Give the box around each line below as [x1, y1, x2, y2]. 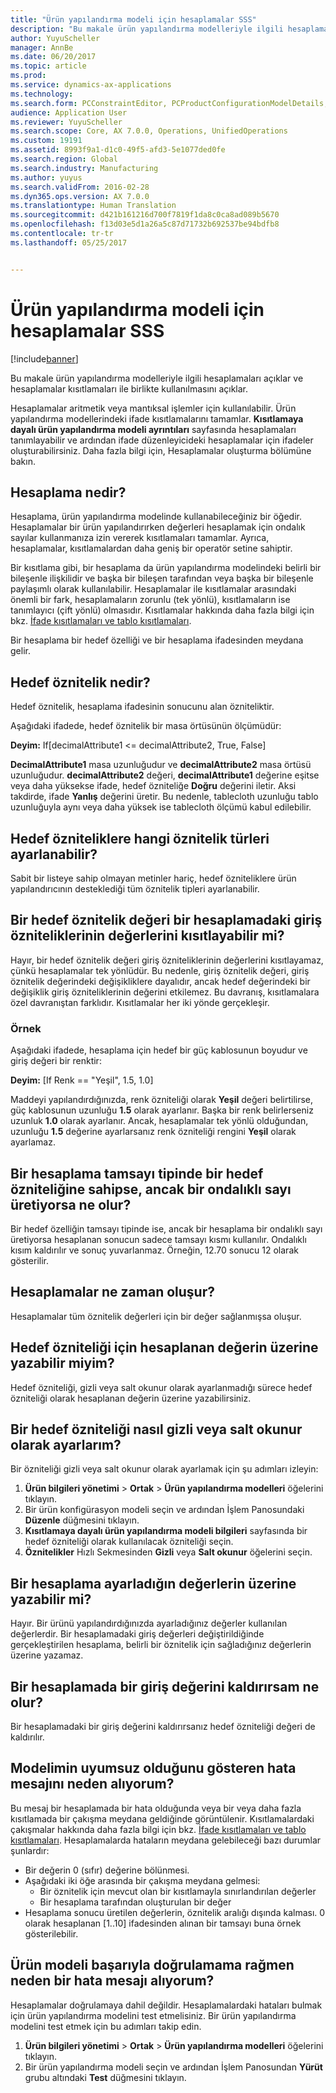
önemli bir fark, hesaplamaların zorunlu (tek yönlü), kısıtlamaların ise [10, 594, 291, 606]
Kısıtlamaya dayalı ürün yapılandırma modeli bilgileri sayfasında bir [24, 1525, 308, 1537]
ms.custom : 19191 [10, 136, 83, 146]
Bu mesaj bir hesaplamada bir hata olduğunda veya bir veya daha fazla [10, 1802, 302, 1814]
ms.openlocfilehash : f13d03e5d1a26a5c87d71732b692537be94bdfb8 [10, 219, 280, 230]
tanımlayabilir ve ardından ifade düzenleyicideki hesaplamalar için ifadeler [10, 434, 314, 446]
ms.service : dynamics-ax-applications [10, 80, 172, 90]
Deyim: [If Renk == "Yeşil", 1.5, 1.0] [10, 1074, 154, 1086]
